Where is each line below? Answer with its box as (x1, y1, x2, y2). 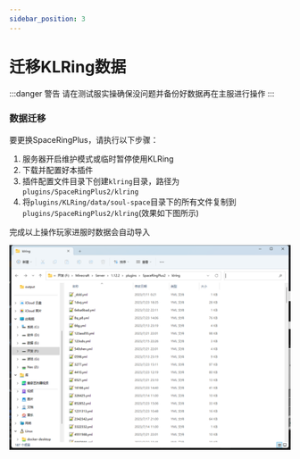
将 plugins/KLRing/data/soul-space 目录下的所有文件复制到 (21, 196, 237, 207)
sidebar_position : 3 (9, 14, 87, 23)
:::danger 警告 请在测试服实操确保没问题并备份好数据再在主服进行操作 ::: (9, 88, 275, 98)
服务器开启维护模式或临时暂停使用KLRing (21, 153, 174, 164)
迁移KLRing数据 (9, 56, 127, 77)
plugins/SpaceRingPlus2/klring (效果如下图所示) (21, 207, 199, 218)
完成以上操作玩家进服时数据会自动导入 (9, 226, 150, 237)
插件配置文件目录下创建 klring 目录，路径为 (21, 175, 180, 187)
